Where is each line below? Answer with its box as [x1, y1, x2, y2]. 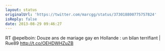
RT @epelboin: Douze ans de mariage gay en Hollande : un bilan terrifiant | [5, 35, 160, 41]
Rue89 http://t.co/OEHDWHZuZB [5, 40, 74, 46]
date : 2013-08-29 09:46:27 [5, 21, 62, 26]
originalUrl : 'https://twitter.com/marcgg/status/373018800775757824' [5, 12, 157, 17]
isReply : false [5, 16, 37, 21]
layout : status [5, 7, 37, 12]
